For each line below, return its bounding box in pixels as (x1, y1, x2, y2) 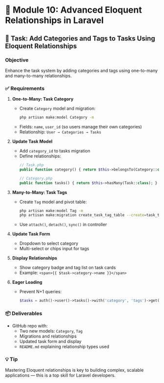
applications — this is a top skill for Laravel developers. (5, 372, 116, 378)
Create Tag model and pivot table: (19, 199, 87, 205)
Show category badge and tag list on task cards (19, 265, 116, 271)
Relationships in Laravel (5, 15, 104, 26)
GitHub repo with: (12, 323, 48, 329)
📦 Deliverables (5, 310, 42, 317)
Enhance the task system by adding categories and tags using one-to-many (5, 67, 158, 73)
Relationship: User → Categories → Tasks (19, 129, 102, 135)
